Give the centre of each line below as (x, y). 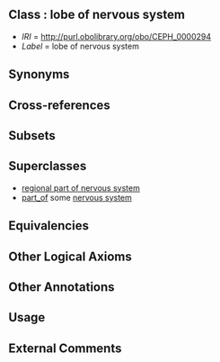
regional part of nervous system (80, 187)
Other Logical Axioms (70, 256)
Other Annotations (62, 287)
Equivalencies (48, 226)
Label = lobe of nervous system (80, 46)
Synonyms (39, 74)
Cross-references (60, 105)
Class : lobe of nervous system (97, 15)
